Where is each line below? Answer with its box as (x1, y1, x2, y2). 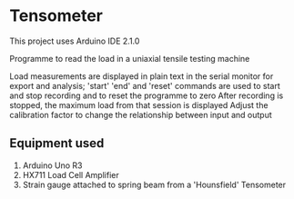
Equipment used (9, 135, 105, 151)
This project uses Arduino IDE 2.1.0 (9, 35, 140, 46)
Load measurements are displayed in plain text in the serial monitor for (9, 70, 274, 82)
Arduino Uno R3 (22, 160, 84, 171)
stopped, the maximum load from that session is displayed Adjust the (9, 99, 269, 110)
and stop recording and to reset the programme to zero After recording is (9, 90, 284, 101)
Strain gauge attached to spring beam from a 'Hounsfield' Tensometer (22, 179, 287, 190)
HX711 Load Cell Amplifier (22, 169, 120, 180)
